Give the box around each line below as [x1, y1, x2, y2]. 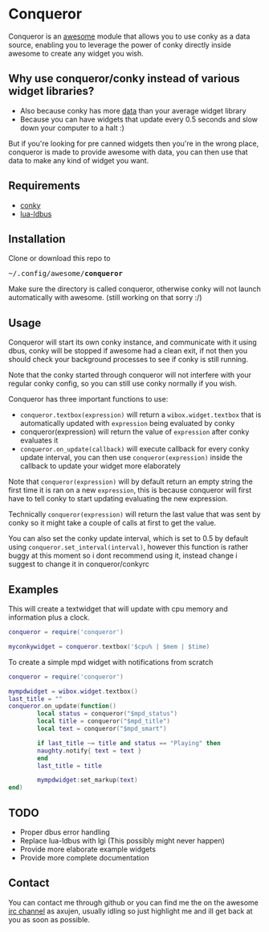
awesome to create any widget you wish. [8, 48, 145, 58]
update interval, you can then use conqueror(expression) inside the [19, 452, 243, 463]
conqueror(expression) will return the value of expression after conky [19, 427, 250, 437]
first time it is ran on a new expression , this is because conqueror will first [8, 485, 252, 495]
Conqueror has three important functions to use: [8, 394, 169, 404]
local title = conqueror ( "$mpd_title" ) [37, 717, 171, 725]
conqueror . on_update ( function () [8, 702, 116, 711]
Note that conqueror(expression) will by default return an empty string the [8, 476, 253, 487]
